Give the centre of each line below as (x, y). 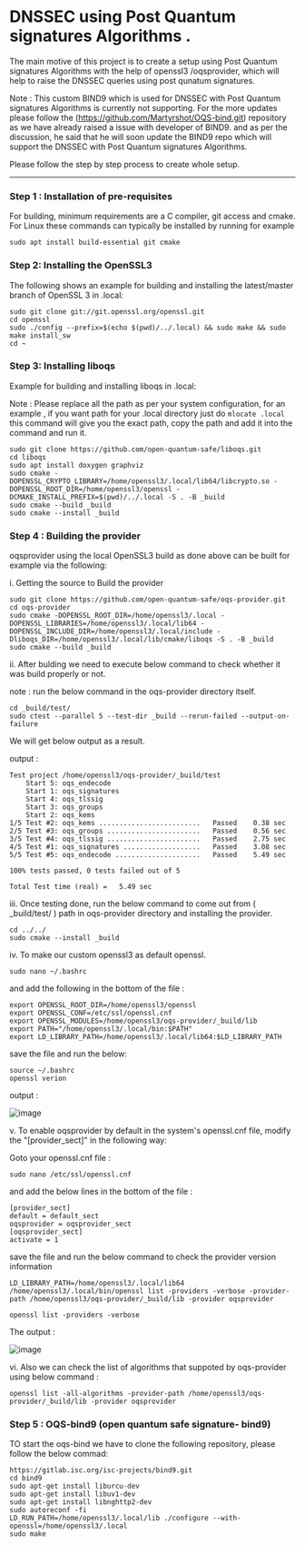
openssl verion (38, 1079)
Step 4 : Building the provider (75, 536)
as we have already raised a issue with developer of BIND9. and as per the (148, 127)
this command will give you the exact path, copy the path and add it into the (151, 423)
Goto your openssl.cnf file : (60, 1158)
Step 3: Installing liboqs (63, 366)
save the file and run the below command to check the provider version (143, 1257)
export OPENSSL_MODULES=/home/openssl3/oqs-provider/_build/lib (133, 1021)
